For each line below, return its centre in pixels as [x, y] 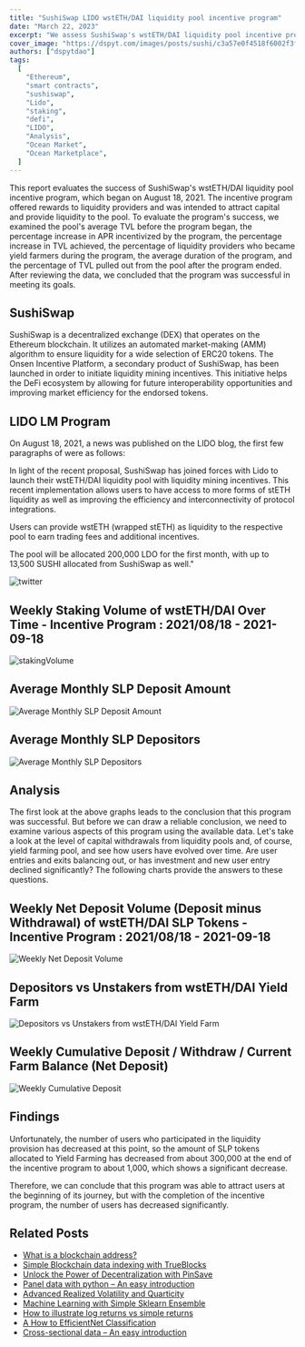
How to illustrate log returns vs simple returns [108, 1313]
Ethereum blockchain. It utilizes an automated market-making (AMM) [138, 344]
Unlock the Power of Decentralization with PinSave [118, 1274]
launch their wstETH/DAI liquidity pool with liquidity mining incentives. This [149, 481]
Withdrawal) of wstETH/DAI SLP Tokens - [128, 922]
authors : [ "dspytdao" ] [52, 52]
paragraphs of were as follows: [67, 453]
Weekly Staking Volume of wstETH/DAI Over [138, 610]
